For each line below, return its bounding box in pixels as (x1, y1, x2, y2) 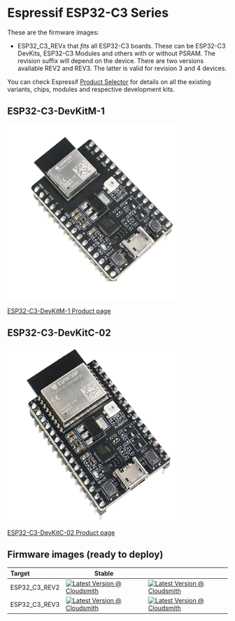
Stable (94, 569, 114, 578)
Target (10, 569, 30, 578)
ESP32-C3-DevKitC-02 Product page (7, 528, 115, 537)
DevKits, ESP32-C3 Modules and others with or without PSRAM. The (17, 49, 215, 57)
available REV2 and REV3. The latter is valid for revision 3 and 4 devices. (17, 64, 227, 72)
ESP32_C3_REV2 (10, 583, 60, 592)
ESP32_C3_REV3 (10, 600, 60, 608)
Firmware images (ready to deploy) (7, 548, 164, 560)
